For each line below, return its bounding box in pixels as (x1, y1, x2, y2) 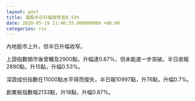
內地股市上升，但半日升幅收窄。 (6, 43, 86, 50)
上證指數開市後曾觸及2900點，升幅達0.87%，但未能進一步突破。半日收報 (6, 55, 189, 63)
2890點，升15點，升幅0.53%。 (6, 63, 83, 70)
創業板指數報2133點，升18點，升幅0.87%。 (6, 88, 114, 96)
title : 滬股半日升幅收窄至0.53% (6, 14, 80, 20)
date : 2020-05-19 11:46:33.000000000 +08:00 (6, 20, 120, 26)
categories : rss (6, 25, 47, 32)
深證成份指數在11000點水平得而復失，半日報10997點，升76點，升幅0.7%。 (6, 76, 192, 83)
